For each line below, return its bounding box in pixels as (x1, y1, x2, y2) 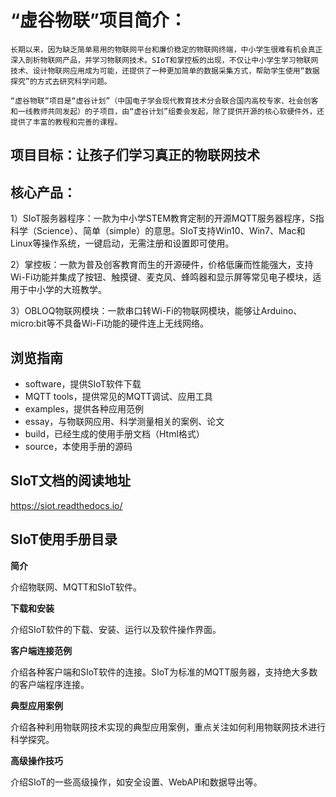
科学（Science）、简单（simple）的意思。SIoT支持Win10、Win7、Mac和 (10, 225, 306, 237)
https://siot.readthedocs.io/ (10, 499, 123, 511)
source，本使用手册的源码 (24, 440, 133, 452)
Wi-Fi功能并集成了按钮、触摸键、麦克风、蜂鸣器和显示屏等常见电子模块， (10, 271, 313, 283)
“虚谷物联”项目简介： (10, 9, 188, 32)
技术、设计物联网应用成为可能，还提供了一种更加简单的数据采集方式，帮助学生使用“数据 (10, 66, 320, 76)
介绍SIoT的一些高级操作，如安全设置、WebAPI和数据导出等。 (10, 776, 263, 788)
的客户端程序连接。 (10, 678, 90, 690)
